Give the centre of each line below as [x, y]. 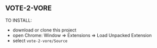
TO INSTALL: [18, 20]
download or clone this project [45, 30]
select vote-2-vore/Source [40, 40]
